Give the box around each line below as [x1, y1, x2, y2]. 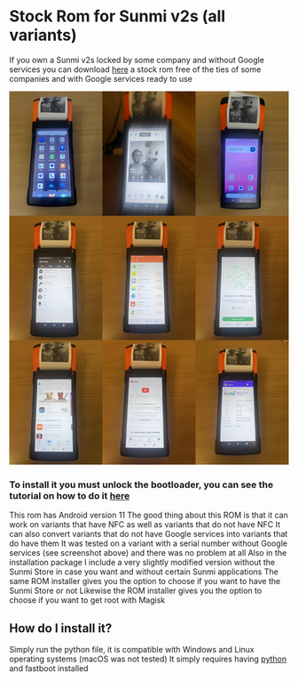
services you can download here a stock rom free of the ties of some [9, 64, 262, 75]
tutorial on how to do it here [9, 489, 130, 501]
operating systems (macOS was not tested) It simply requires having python [9, 653, 286, 664]
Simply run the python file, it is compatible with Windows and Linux [9, 645, 255, 655]
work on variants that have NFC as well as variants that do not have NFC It [9, 519, 281, 530]
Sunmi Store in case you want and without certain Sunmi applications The [9, 566, 279, 577]
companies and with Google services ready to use [9, 73, 193, 84]
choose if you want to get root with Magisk [9, 595, 166, 605]
